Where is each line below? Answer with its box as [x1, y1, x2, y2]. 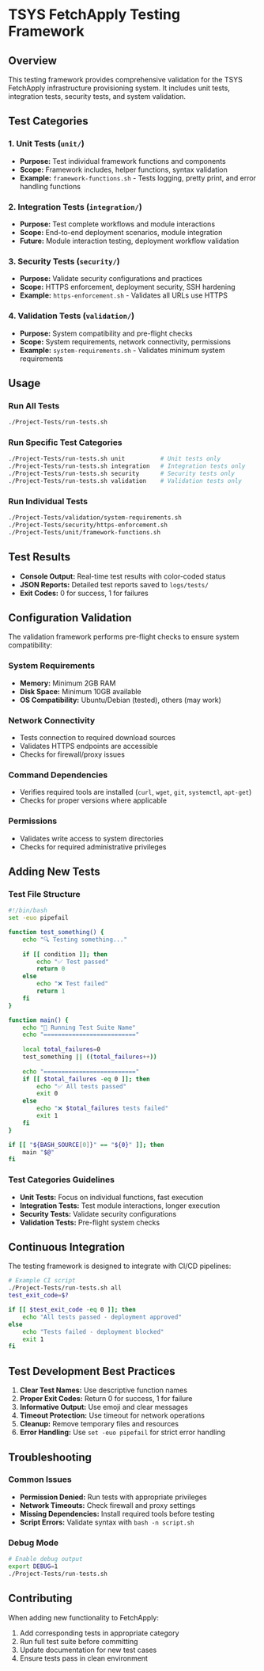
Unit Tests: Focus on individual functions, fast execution [19, 1192, 204, 1202]
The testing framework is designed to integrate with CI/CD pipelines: [8, 1261, 232, 1271]
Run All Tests [8, 400, 60, 411]
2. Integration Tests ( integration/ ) [8, 201, 142, 212]
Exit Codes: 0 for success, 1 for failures [19, 588, 149, 598]
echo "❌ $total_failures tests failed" [36, 1104, 169, 1113]
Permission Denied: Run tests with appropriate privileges [19, 1492, 207, 1502]
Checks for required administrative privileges [19, 841, 167, 852]
